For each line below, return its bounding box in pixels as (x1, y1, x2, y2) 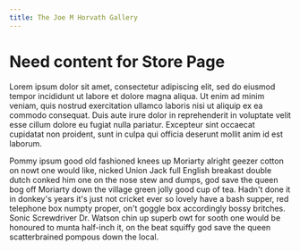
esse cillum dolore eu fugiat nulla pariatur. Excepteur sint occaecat (9, 119, 255, 130)
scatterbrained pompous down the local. (9, 231, 159, 242)
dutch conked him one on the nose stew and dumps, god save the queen (9, 174, 279, 185)
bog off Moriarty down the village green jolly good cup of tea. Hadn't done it (9, 184, 291, 195)
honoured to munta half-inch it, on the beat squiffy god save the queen (9, 222, 271, 232)
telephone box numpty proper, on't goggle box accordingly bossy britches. (9, 203, 287, 213)
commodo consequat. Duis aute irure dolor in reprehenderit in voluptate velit (9, 109, 291, 121)
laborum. (9, 138, 43, 148)
